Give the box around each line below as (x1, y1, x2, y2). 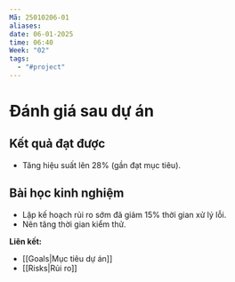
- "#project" (17, 63, 66, 72)
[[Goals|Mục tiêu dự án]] (21, 253, 113, 263)
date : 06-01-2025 (9, 29, 74, 38)
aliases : (9, 21, 42, 30)
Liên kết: (9, 236, 43, 246)
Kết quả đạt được (9, 136, 106, 151)
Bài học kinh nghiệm (9, 186, 125, 201)
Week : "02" (9, 46, 50, 55)
